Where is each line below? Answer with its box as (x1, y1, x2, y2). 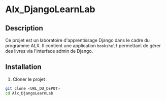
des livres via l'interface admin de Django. (5, 48, 93, 54)
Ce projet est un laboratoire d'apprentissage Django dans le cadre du (5, 37, 150, 43)
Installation (5, 62, 42, 72)
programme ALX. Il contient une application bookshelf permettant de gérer (5, 43, 161, 49)
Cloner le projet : (12, 76, 48, 82)
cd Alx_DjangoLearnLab (5, 90, 53, 96)
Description (5, 24, 43, 32)
